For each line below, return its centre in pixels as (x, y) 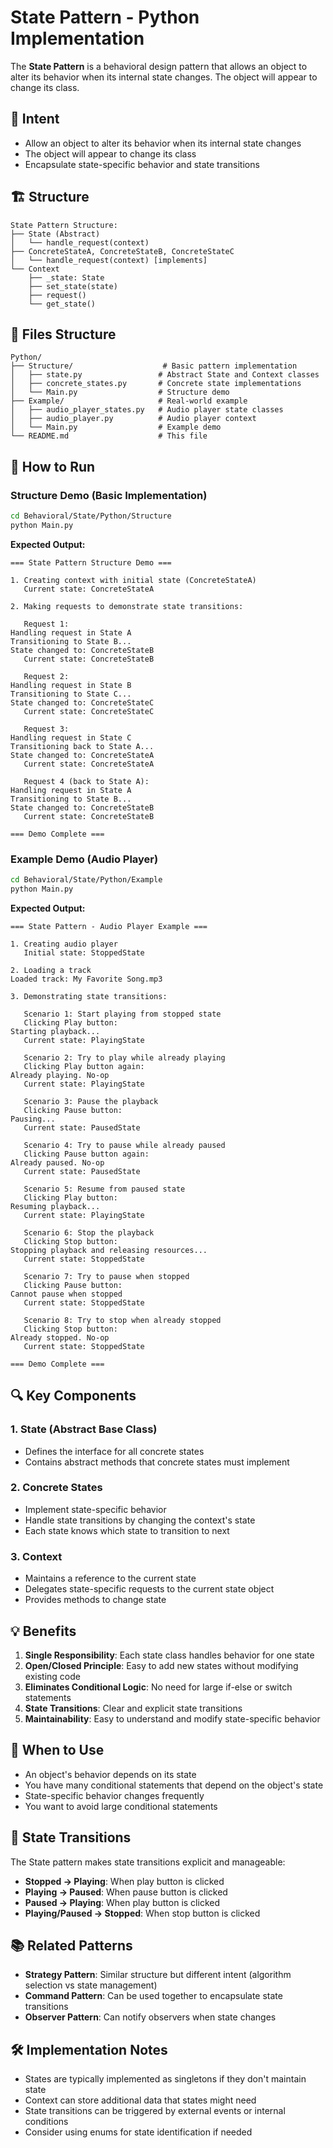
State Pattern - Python (105, 17)
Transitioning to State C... (71, 694)
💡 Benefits (43, 1631)
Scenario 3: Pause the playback (91, 1101)
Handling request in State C (71, 737)
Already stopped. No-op (60, 1337)
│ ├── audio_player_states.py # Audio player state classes (147, 410)
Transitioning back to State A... (82, 746)
